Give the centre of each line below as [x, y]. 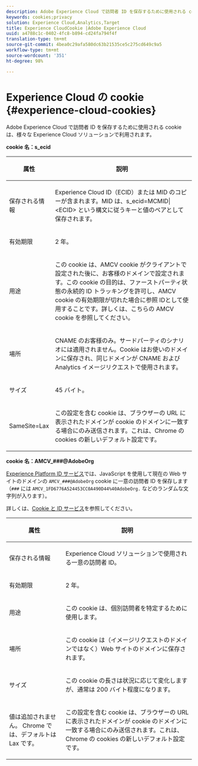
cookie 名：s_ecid [29, 147]
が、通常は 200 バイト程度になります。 [120, 690]
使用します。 [83, 617]
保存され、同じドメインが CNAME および [124, 358]
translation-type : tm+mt [37, 39]
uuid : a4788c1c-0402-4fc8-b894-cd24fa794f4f [62, 34]
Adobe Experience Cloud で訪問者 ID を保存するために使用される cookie [94, 127]
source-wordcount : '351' [37, 56]
